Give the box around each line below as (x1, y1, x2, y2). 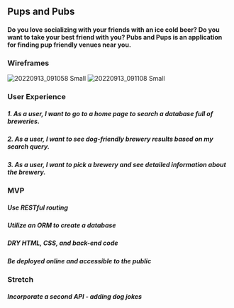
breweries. (7, 117, 40, 125)
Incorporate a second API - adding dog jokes (7, 292, 143, 300)
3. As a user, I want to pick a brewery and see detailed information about (7, 160, 227, 169)
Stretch (7, 275, 34, 285)
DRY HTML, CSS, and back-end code (7, 239, 118, 247)
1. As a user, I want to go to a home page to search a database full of (7, 109, 213, 118)
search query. (7, 142, 50, 151)
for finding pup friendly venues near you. (7, 40, 131, 49)
